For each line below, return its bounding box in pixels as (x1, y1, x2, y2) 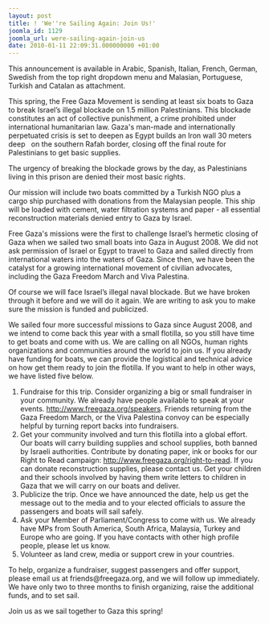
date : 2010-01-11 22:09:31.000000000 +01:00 (8, 42, 160, 50)
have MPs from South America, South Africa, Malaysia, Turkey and (19, 524, 241, 534)
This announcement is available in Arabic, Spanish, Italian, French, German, (8, 64, 259, 73)
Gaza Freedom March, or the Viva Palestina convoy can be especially (19, 412, 250, 423)
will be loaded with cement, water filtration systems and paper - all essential (8, 205, 261, 214)
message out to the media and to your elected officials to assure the (19, 498, 246, 508)
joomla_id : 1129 (8, 27, 63, 35)
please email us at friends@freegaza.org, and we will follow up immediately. (8, 573, 260, 584)
